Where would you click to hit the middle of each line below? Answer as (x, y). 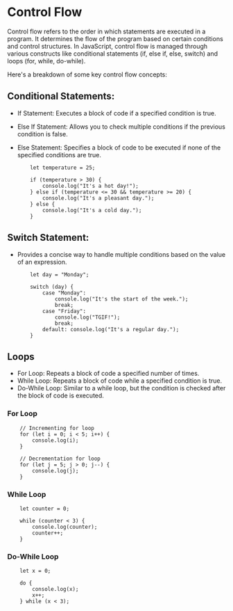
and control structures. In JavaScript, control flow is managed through (107, 46)
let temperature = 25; (63, 168)
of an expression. (42, 262)
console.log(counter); (65, 527)
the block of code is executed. (60, 396)
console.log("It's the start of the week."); (121, 299)
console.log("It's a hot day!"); (90, 186)
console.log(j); (55, 470)
